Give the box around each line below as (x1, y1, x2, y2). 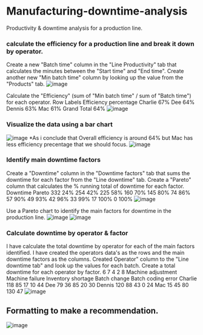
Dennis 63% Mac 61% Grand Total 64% (6, 105, 106, 112)
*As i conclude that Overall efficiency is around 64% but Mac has (29, 134, 193, 141)
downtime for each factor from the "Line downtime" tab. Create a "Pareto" (6, 176, 191, 183)
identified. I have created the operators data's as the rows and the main (6, 249, 185, 257)
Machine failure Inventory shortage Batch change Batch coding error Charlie (6, 275, 197, 282)
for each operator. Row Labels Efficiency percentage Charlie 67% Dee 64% (6, 98, 195, 106)
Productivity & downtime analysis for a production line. (6, 24, 143, 32)
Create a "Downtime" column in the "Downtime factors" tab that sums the (6, 169, 190, 177)
